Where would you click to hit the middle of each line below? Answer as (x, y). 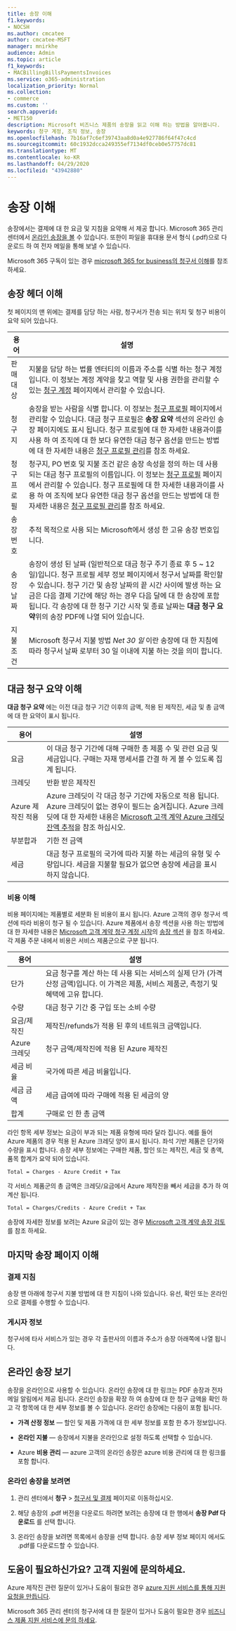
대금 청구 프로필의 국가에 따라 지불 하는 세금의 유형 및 (130, 854)
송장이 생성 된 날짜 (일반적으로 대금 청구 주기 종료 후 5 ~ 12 (122, 564)
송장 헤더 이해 (35, 293)
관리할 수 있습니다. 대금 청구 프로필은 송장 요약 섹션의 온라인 (122, 419)
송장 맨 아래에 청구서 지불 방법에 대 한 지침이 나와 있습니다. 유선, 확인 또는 (108, 1294)
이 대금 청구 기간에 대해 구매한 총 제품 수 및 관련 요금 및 (132, 749)
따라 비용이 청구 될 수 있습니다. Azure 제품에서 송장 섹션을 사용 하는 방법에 (122, 923)
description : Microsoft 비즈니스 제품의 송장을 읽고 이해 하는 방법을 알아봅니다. (114, 125)
